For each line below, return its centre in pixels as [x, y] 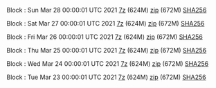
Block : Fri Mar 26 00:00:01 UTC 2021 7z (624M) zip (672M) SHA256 [105, 37]
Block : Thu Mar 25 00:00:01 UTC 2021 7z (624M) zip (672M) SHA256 [107, 50]
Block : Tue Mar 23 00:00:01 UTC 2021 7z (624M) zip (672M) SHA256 [106, 77]
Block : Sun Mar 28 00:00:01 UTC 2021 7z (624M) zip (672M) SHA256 [107, 10]
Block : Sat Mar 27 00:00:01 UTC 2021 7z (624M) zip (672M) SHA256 [106, 23]
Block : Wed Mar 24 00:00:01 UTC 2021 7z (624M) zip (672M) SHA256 [108, 64]
